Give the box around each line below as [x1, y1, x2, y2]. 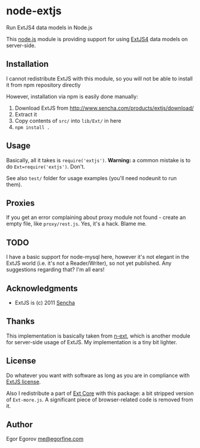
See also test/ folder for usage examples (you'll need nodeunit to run [6, 174, 177, 181]
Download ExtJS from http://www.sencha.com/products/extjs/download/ [14, 104, 194, 112]
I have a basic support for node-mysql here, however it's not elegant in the [6, 254, 189, 261]
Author [6, 419, 33, 430]
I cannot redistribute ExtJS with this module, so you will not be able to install [6, 75, 193, 82]
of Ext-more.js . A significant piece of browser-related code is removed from [6, 396, 193, 403]
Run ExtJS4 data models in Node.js [6, 24, 93, 31]
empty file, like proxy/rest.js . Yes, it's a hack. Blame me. [6, 220, 147, 227]
